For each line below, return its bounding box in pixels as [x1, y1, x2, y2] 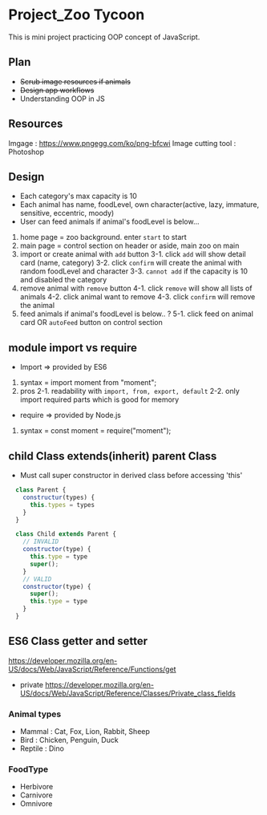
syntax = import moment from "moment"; [19, 378, 157, 387]
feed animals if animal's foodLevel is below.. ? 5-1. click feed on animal [19, 309, 254, 318]
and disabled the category [19, 275, 107, 285]
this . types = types [29, 501, 95, 509]
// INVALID [22, 537, 59, 546]
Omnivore [19, 799, 53, 809]
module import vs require [8, 341, 138, 355]
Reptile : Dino [19, 744, 64, 753]
